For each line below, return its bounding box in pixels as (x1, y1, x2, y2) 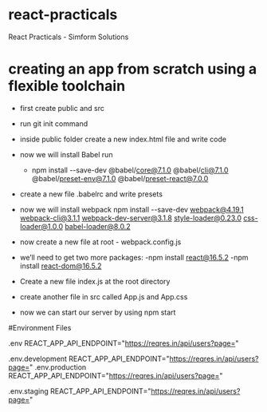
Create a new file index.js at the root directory (19, 276, 171, 286)
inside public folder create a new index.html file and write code (19, 134, 227, 144)
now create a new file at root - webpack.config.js (19, 237, 182, 247)
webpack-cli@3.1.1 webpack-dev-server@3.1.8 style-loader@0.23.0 (19, 213, 241, 223)
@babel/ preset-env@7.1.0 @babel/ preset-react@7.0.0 (31, 173, 209, 183)
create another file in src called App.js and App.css (19, 291, 188, 301)
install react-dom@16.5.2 (19, 261, 102, 271)
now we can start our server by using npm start (19, 307, 176, 317)
